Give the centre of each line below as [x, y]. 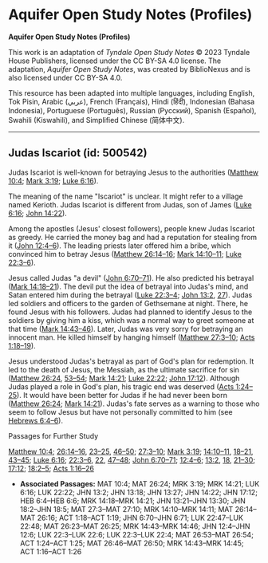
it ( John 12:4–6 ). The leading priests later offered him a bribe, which [120, 246]
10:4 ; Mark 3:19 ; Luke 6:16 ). [53, 180]
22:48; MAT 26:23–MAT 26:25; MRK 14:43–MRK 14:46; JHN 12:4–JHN [135, 526]
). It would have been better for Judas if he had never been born [122, 395]
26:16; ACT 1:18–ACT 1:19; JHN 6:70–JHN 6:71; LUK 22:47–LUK [140, 518]
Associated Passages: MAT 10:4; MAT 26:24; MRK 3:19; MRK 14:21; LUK [140, 483]
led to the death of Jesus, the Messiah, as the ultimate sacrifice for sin [124, 369]
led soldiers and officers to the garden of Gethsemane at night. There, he [128, 303]
